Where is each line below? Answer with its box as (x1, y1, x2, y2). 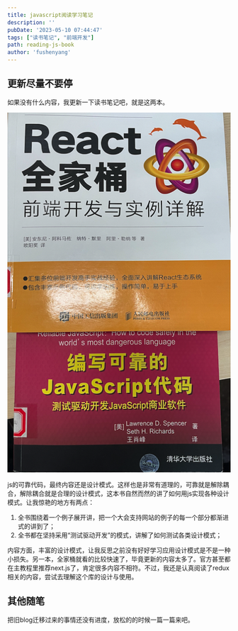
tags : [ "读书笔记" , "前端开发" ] (7, 34, 94, 41)
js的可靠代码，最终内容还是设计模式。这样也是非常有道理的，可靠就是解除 (7, 480, 223, 488)
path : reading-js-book (7, 41, 74, 49)
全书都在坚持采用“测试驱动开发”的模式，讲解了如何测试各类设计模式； (17, 530, 222, 539)
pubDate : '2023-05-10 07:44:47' (7, 26, 103, 33)
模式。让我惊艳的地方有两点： (7, 498, 94, 506)
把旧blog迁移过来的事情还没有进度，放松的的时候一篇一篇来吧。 (7, 615, 194, 624)
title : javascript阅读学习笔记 (7, 11, 93, 18)
